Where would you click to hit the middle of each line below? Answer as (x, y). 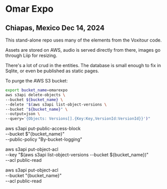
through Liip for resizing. (31, 55)
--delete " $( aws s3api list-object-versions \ (56, 104)
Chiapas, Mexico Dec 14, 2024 (55, 28)
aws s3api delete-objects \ (35, 95)
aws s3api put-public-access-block (43, 129)
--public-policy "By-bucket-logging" (44, 139)
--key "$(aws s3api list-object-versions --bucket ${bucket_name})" (77, 155)
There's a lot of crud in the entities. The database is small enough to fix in (83, 65)
